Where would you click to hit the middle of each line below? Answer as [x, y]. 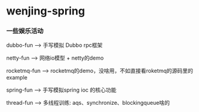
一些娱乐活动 [25, 31]
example [17, 78]
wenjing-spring [46, 11]
